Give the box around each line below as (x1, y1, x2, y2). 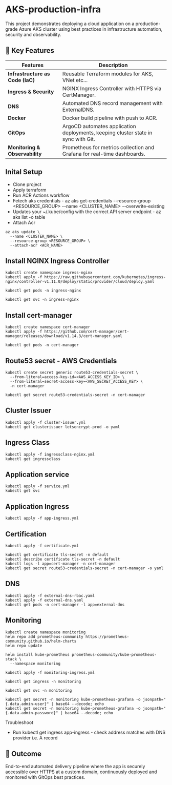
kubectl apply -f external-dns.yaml (5, 597, 83, 603)
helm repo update (5, 643, 42, 648)
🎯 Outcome (5, 750, 42, 758)
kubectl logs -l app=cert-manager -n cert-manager (5, 561, 116, 567)
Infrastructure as (8, 70, 50, 77)
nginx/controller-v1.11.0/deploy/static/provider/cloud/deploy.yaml (5, 279, 155, 284)
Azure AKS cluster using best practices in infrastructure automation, (18, 26, 163, 32)
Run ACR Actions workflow (12, 192, 70, 198)
